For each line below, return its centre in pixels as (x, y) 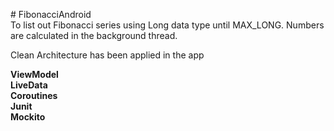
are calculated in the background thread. (94, 35)
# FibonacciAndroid (51, 14)
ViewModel (34, 74)
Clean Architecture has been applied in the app (107, 55)
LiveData (29, 85)
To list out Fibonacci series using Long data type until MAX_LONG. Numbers (167, 25)
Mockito (28, 117)
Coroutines (34, 95)
